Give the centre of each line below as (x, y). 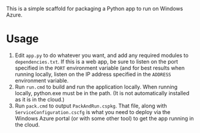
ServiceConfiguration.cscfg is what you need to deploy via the (93, 112)
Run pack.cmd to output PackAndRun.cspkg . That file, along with (91, 106)
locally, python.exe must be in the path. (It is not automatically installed (102, 93)
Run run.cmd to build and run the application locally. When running (96, 87)
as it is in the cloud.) (39, 99)
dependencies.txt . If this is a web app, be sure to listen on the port (96, 61)
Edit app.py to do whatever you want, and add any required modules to (102, 55)
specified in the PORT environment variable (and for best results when (100, 68)
